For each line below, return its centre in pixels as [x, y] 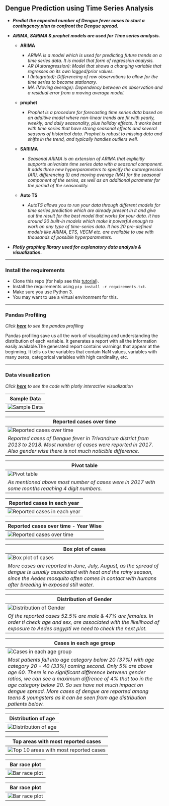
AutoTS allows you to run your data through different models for [94, 205]
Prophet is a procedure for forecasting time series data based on [95, 112]
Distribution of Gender [84, 599]
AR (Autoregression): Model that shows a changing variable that [95, 66]
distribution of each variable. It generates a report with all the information [81, 341]
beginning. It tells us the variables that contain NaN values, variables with [81, 352]
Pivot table [84, 465]
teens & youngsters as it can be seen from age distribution [77, 697]
